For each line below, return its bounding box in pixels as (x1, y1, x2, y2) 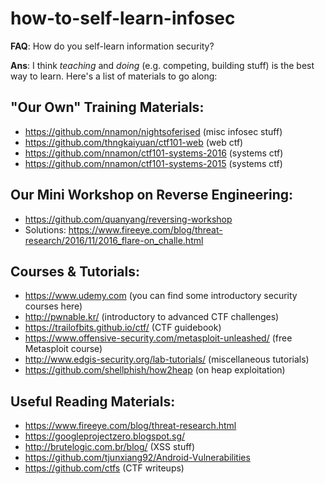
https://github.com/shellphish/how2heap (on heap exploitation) (24, 364, 286, 376)
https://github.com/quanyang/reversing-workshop (24, 213, 233, 225)
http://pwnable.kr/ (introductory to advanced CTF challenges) (24, 311, 280, 323)
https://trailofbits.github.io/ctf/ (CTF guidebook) (24, 322, 222, 334)
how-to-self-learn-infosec (10, 7, 236, 30)
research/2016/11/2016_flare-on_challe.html (24, 234, 204, 246)
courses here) (24, 300, 83, 312)
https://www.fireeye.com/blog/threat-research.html (24, 420, 237, 432)
